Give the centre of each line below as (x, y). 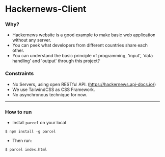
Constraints (20, 73)
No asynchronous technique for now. (50, 94)
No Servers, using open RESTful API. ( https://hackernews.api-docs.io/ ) (84, 84)
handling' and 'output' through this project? (56, 61)
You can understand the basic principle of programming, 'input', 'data (82, 56)
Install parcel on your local (39, 123)
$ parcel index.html (26, 150)
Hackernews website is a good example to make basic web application (84, 35)
